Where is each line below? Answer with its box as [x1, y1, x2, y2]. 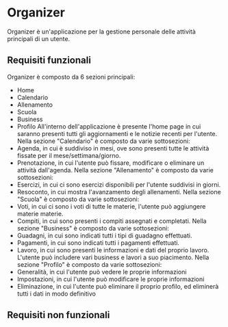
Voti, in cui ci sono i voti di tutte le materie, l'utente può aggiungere [16, 202, 206, 210]
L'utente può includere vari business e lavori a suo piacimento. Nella [16, 253, 210, 261]
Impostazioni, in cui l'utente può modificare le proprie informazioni [16, 275, 205, 283]
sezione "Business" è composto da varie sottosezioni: [16, 224, 170, 232]
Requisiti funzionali [7, 55, 91, 66]
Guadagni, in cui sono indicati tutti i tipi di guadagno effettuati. [16, 231, 192, 239]
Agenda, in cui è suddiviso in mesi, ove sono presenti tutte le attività [16, 144, 210, 152]
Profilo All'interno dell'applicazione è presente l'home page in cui [16, 122, 201, 131]
